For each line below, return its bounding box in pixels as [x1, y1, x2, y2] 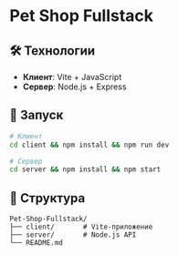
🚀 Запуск [9, 107, 64, 123]
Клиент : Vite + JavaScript [22, 72, 122, 82]
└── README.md [9, 239, 64, 248]
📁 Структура [9, 190, 86, 206]
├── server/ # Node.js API [9, 230, 137, 240]
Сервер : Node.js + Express [22, 81, 127, 92]
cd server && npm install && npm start [9, 165, 162, 174]
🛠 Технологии [9, 43, 96, 58]
